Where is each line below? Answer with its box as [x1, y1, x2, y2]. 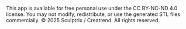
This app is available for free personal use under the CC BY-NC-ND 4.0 [6, 5, 178, 11]
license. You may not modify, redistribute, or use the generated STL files [6, 11, 181, 18]
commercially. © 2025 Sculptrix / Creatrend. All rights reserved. [6, 17, 160, 23]
